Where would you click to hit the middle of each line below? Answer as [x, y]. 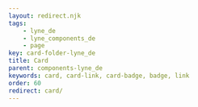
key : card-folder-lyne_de [52, 53]
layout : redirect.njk [45, 16]
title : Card [28, 61]
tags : [17, 23]
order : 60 [25, 83]
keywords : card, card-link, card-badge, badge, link [99, 76]
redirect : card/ [36, 91]
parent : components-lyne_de [56, 68]
